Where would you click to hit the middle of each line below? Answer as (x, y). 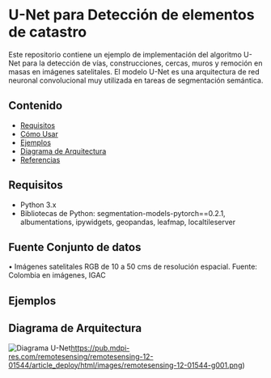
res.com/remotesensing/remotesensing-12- (81, 356)
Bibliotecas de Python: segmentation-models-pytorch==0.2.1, (123, 213)
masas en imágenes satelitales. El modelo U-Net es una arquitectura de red (134, 71)
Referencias (40, 159)
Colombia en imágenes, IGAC (57, 275)
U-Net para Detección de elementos (131, 15)
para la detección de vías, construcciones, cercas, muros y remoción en (142, 63)
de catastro (48, 32)
